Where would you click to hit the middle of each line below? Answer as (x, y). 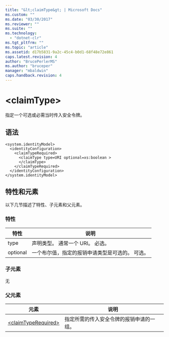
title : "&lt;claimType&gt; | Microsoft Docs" (54, 10)
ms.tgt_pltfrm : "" (24, 43)
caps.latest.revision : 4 (31, 57)
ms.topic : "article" (27, 47)
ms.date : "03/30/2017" (29, 19)
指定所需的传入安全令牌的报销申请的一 (110, 319)
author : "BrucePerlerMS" (31, 61)
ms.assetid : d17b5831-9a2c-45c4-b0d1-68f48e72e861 (59, 52)
